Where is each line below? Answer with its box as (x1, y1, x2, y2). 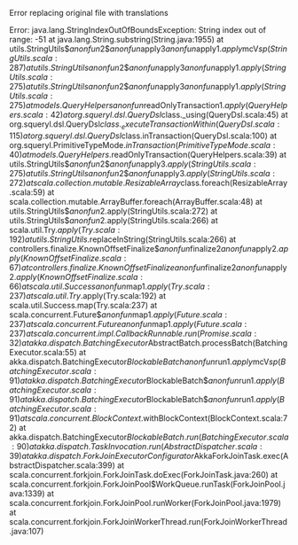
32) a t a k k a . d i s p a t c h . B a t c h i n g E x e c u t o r (9, 337, 149, 348)
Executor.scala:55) (9, 346, 77, 357)
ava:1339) (9, 487, 46, 499)
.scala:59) (9, 186, 46, 198)
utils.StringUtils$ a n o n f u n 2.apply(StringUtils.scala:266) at (9, 214, 219, 225)
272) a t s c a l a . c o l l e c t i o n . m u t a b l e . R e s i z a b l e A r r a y (9, 177, 181, 188)
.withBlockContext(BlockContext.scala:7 (140, 412, 288, 424)
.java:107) (9, 526, 44, 536)
